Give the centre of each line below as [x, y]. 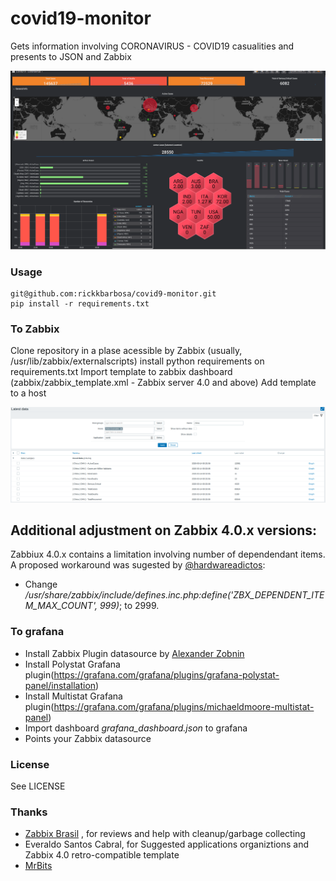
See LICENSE [38, 786]
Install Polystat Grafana [72, 664]
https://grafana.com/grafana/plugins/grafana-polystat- [166, 674]
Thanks [29, 812]
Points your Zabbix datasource [88, 738]
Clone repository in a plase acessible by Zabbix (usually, [126, 351]
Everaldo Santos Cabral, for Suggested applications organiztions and [166, 844]
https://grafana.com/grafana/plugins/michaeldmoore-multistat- [184, 706]
